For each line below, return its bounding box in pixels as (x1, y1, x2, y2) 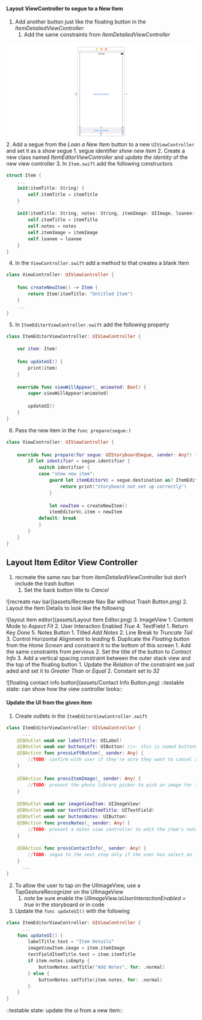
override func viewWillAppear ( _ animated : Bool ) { (17, 384, 147, 390)
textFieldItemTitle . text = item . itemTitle (28, 951, 136, 957)
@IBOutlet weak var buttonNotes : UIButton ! (17, 813, 128, 819)
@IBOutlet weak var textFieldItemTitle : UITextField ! (17, 807, 155, 813)
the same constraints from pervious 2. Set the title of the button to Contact (6, 648, 191, 655)
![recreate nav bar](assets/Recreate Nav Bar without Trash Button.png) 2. (6, 598, 188, 605)
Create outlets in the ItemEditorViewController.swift (14, 712, 148, 720)
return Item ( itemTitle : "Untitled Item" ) (28, 291, 133, 297)
